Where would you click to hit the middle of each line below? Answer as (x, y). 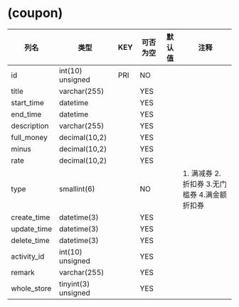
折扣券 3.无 (201, 184)
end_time (26, 114)
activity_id (28, 256)
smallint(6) (77, 188)
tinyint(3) (75, 284)
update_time (32, 229)
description (30, 126)
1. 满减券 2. (202, 173)
